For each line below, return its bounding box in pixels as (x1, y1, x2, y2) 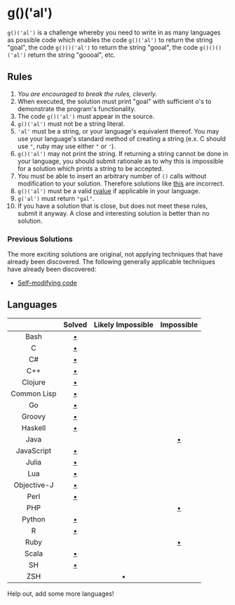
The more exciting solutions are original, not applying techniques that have (7, 250, 223, 259)
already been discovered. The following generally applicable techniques (7, 258, 215, 266)
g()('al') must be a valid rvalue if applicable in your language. (17, 186, 201, 195)
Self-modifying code (17, 279, 77, 287)
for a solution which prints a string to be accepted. (17, 164, 163, 173)
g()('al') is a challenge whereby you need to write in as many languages (7, 28, 221, 37)
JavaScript (15, 445, 52, 455)
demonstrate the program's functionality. (17, 104, 136, 113)
